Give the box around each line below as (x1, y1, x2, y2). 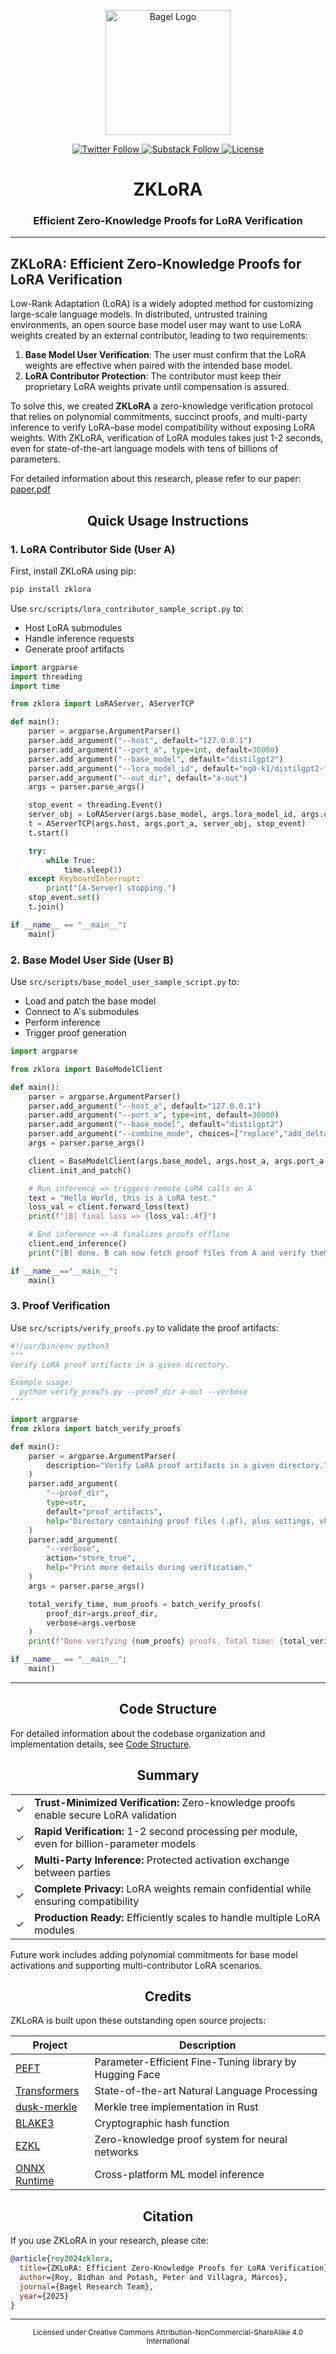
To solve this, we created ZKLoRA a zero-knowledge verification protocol (10, 400, 313, 412)
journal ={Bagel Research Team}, (19, 2281, 155, 2292)
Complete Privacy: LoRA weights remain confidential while (34, 1881, 312, 1895)
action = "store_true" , (46, 1553, 137, 1564)
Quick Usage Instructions (86, 512, 250, 529)
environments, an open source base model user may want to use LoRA (10, 319, 302, 331)
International (146, 2336, 190, 2347)
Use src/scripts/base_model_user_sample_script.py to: (10, 976, 240, 988)
